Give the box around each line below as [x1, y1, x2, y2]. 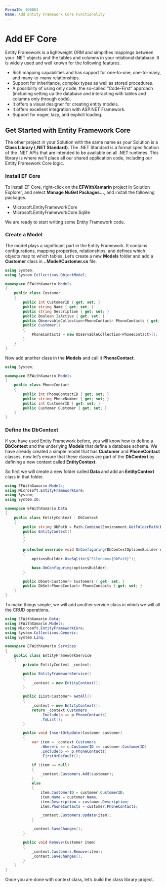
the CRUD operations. [5, 607, 49, 613]
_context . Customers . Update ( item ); [40, 813, 112, 818]
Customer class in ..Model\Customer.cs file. [5, 258, 97, 264]
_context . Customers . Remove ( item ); [31, 849, 103, 854]
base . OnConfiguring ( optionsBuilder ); [31, 565, 110, 570]
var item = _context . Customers [31, 740, 96, 745]
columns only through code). [12, 96, 72, 102]
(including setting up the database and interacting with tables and [12, 91, 146, 97]
